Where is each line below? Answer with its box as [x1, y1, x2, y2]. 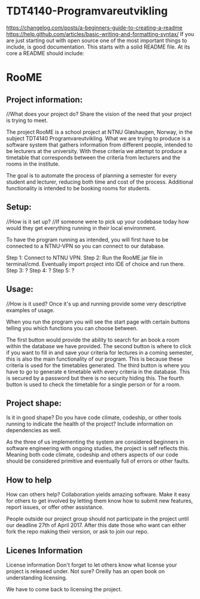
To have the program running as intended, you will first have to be [6, 236, 169, 243]
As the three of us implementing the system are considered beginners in [6, 438, 184, 445]
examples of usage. [6, 306, 55, 313]
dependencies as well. [6, 427, 62, 434]
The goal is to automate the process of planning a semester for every [6, 172, 177, 179]
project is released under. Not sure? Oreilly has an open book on [6, 568, 165, 574]
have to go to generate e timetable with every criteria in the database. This [6, 368, 190, 375]
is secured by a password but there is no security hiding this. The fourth [6, 374, 184, 382]
